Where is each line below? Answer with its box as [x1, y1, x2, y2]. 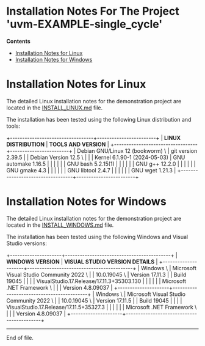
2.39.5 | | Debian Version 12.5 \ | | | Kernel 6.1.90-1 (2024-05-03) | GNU [6, 153, 185, 161]
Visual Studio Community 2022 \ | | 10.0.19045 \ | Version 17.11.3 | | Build [6, 271, 187, 278]
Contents [6, 37, 31, 45]
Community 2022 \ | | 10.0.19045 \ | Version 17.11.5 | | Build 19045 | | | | [6, 296, 182, 304]
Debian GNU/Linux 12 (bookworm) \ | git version [77, 147, 198, 154]
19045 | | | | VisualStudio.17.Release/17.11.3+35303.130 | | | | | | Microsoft [6, 277, 187, 285]
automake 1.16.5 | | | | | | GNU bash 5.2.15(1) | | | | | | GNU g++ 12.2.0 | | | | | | [6, 160, 196, 167]
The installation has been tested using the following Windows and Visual [6, 233, 188, 240]
